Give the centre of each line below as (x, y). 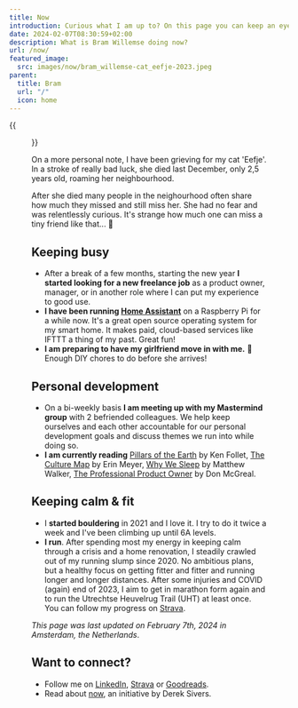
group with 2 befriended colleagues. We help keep (137, 417)
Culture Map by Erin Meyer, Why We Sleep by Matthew (145, 464)
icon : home (37, 100)
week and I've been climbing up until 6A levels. (130, 532)
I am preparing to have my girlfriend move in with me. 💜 (148, 349)
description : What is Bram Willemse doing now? (99, 42)
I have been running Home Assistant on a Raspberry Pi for (153, 311)
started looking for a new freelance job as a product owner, (154, 283)
